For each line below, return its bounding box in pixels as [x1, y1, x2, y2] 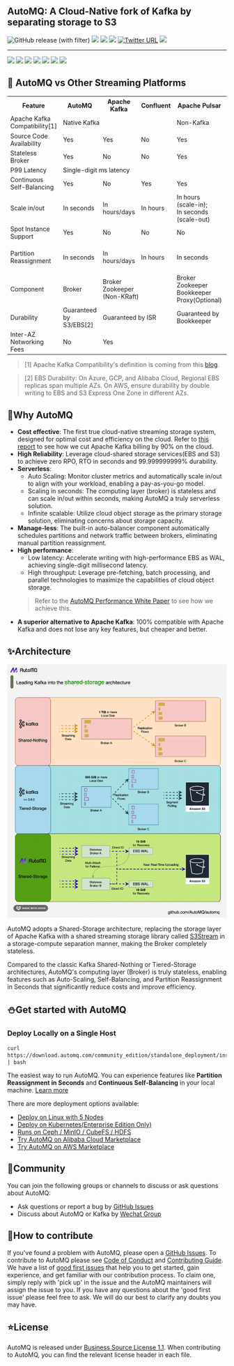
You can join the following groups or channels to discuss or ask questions [7, 1181, 219, 1189]
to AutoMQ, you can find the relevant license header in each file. [7, 1351, 192, 1359]
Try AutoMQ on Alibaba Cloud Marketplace [17, 1135, 141, 1143]
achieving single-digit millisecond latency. [27, 561, 148, 569]
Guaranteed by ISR [102, 313, 157, 322]
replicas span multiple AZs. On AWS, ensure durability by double [24, 382, 210, 390]
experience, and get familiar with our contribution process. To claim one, [7, 1270, 216, 1279]
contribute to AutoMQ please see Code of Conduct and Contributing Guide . [7, 1256, 224, 1264]
